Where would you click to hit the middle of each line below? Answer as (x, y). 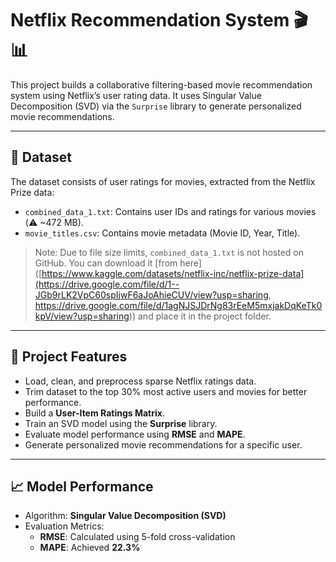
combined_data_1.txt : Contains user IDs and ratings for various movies (170, 211)
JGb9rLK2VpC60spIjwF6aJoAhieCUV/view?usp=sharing (151, 294)
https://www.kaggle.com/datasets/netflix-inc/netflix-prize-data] (173, 273)
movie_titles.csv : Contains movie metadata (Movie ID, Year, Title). (162, 233)
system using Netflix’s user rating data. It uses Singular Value (136, 95)
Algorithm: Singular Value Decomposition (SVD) (125, 516)
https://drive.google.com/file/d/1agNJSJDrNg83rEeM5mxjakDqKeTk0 (178, 305)
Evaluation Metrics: (64, 526)
